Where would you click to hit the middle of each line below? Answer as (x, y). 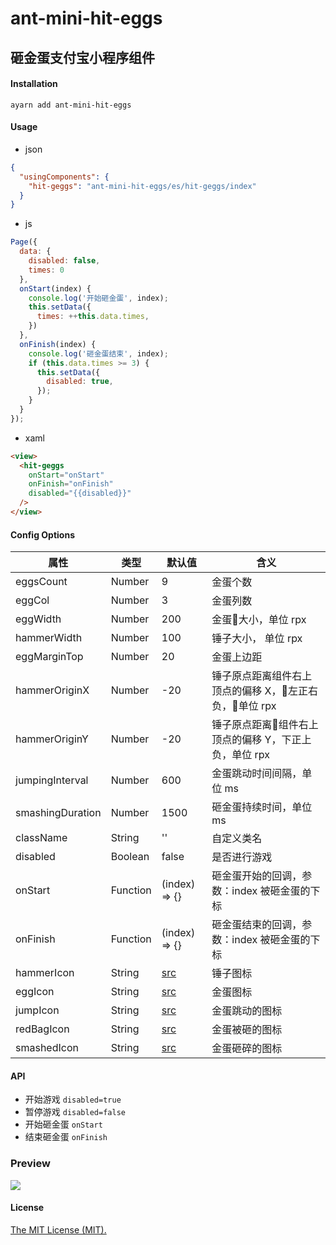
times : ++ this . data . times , (93, 317)
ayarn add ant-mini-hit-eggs (71, 105)
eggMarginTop (49, 657)
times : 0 (46, 270)
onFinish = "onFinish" (71, 484)
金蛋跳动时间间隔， (257, 774)
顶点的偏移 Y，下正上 (261, 740)
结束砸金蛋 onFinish (66, 1137)
